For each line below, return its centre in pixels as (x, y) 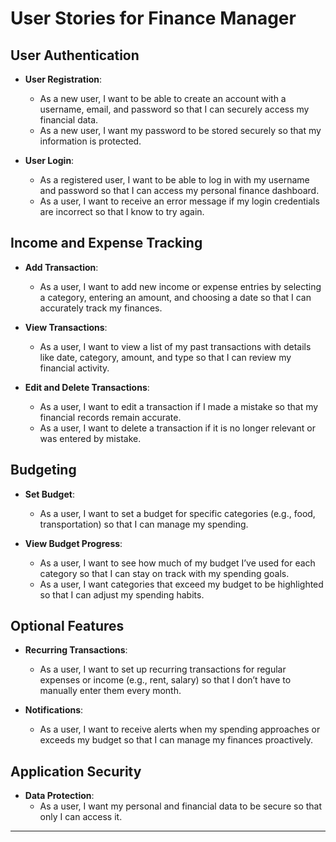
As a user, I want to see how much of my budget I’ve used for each (177, 563)
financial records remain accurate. (110, 417)
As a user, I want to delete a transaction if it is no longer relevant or (177, 428)
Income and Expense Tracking (106, 243)
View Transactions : (66, 327)
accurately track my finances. (101, 308)
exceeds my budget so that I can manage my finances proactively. (176, 740)
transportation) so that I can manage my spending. (144, 524)
